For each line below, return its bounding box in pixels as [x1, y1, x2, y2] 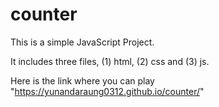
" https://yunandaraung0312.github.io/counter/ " [10, 85, 205, 97]
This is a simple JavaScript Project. [10, 36, 155, 48]
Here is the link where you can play [10, 74, 155, 87]
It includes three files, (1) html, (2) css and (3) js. [10, 55, 210, 67]
